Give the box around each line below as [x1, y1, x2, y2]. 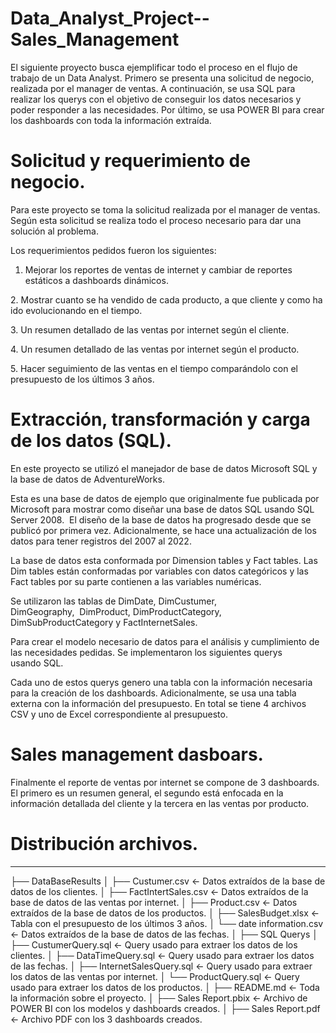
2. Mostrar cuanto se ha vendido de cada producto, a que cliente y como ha [10, 293, 323, 306]
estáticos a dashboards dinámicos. [24, 274, 169, 286]
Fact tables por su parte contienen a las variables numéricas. [10, 575, 262, 587]
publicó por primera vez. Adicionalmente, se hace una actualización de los [10, 524, 317, 536]
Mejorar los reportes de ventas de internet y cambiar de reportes [24, 263, 293, 276]
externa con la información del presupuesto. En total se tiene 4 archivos [10, 697, 307, 709]
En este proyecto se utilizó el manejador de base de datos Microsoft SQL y [10, 462, 318, 474]
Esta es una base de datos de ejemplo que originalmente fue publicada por [10, 492, 320, 504]
